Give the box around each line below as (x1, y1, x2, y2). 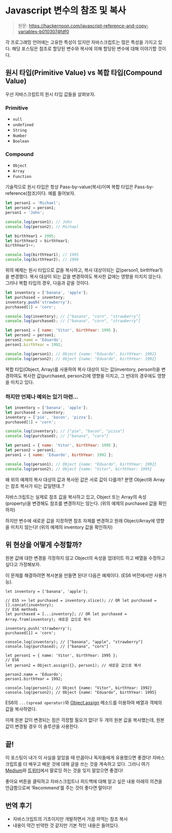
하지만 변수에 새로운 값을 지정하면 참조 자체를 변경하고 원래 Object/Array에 (5, 517, 155, 523)
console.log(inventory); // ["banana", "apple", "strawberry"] (5, 640, 143, 645)
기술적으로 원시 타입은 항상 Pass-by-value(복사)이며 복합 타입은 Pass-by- (5, 184, 154, 190)
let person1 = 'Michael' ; (5, 201, 60, 206)
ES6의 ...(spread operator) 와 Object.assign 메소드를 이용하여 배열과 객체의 (5, 700, 162, 706)
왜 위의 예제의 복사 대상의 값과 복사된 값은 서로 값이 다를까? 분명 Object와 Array (5, 476, 165, 482)
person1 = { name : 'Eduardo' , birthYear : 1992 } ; (5, 452, 114, 458)
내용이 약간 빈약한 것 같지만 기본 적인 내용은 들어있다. (12, 822, 119, 828)
